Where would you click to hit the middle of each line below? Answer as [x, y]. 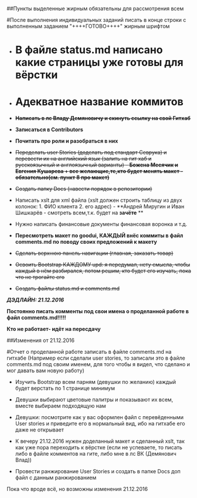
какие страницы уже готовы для [99, 63]
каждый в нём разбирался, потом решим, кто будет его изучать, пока [103, 271]
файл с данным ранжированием [56, 478]
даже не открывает [39, 430]
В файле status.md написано [89, 50]
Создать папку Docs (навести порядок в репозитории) [84, 189]
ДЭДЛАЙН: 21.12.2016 [35, 300]
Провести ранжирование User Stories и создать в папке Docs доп [98, 472]
